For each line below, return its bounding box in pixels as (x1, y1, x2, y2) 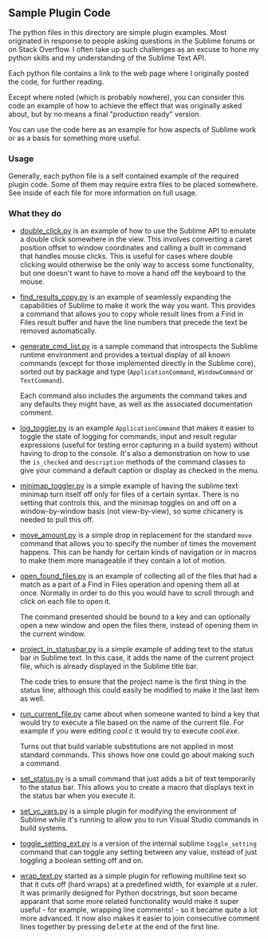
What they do (8, 208, 62, 219)
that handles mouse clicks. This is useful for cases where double (19, 251, 234, 261)
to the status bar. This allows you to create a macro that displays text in (19, 783, 254, 792)
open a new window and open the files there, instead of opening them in (19, 621, 258, 631)
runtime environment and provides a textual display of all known (19, 350, 231, 359)
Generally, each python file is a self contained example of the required (8, 171, 239, 181)
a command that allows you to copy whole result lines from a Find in (19, 309, 244, 319)
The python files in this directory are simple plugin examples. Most (8, 27, 227, 37)
